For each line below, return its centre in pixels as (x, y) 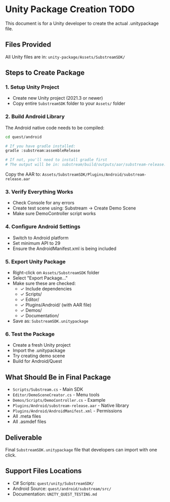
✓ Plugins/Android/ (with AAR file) (56, 305)
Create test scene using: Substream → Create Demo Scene (74, 208)
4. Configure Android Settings (43, 227)
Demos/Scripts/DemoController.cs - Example (59, 400)
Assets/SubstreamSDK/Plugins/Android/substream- (94, 175)
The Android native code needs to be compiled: (55, 128)
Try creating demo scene (39, 356)
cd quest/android (24, 137)
